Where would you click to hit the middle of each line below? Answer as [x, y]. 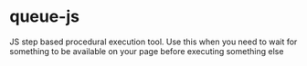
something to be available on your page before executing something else [147, 51]
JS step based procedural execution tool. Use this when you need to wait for [153, 42]
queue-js [45, 17]
